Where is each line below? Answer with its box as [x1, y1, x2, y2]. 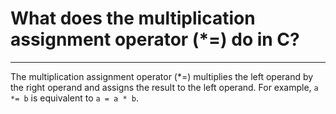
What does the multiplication [10, 7, 256, 30]
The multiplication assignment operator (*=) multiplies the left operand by [10, 70, 314, 82]
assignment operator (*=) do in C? [10, 28, 300, 51]
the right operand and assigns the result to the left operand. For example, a [10, 81, 319, 93]
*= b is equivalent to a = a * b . [10, 92, 139, 104]
